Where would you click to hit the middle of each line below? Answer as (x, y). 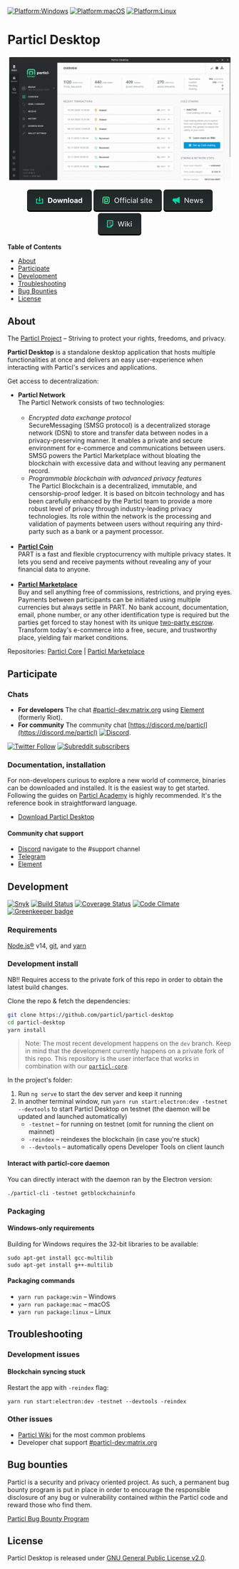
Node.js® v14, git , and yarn (47, 945)
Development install (43, 964)
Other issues (30, 1419)
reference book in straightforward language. (72, 803)
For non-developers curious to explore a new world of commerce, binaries (117, 781)
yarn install (27, 1030)
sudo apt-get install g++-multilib (60, 1265)
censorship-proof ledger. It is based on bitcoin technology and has (126, 494)
